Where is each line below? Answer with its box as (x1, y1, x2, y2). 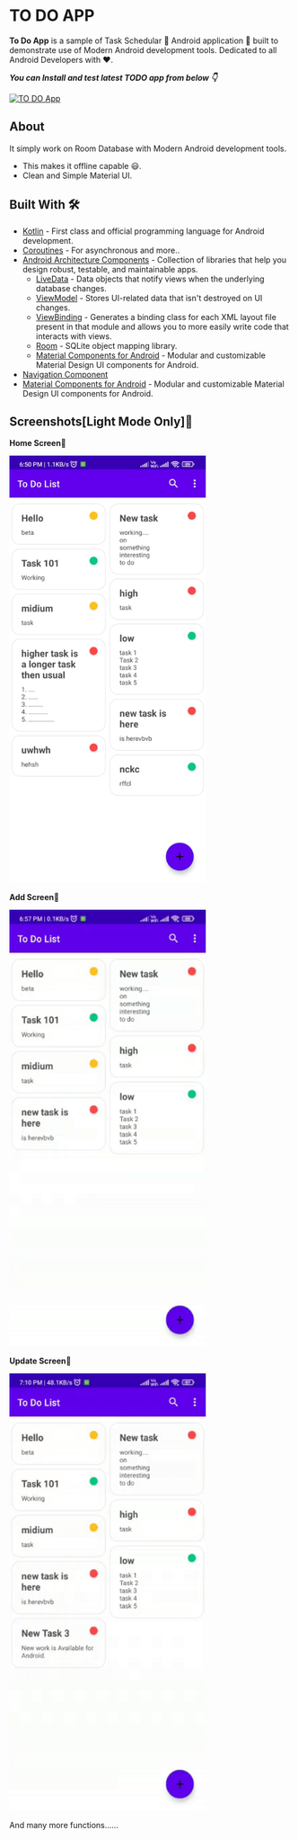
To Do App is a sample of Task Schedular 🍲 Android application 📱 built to (9, 35, 279, 46)
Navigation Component (22, 369, 109, 379)
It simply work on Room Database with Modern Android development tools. (9, 143, 287, 154)
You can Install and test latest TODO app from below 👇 (9, 72, 218, 83)
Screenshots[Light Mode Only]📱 (9, 414, 193, 429)
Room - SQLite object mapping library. (35, 340, 178, 351)
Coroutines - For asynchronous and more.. (22, 245, 180, 255)
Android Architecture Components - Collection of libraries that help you (22, 254, 287, 265)
